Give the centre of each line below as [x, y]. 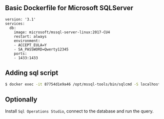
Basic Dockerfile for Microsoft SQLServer [69, 8]
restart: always [31, 36]
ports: [20, 53]
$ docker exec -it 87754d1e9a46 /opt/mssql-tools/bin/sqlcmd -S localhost [83, 84]
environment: [27, 41]
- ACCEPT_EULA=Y [31, 45]
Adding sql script [32, 73]
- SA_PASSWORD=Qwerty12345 [41, 49]
